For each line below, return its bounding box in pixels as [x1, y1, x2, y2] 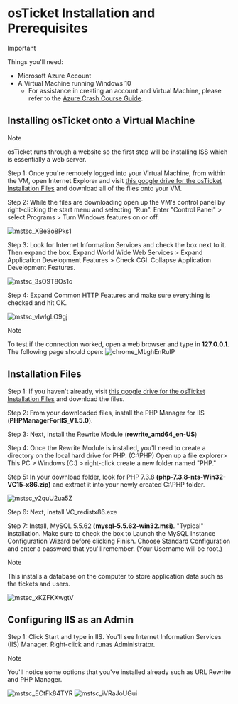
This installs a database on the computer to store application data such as [7, 571, 224, 580]
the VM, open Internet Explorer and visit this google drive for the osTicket [7, 176, 222, 185]
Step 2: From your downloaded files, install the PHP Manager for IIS [7, 408, 205, 417]
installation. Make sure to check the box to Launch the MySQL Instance [7, 529, 216, 537]
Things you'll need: [7, 57, 64, 66]
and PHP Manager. [7, 675, 63, 684]
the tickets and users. [7, 579, 71, 588]
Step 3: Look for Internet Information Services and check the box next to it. [7, 240, 227, 249]
